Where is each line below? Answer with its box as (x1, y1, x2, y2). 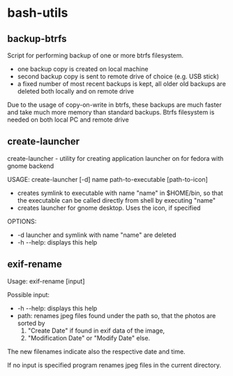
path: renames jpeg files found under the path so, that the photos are (17, 311, 216, 319)
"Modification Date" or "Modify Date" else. (27, 333, 151, 342)
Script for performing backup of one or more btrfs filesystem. (7, 51, 183, 59)
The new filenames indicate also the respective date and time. (7, 347, 186, 356)
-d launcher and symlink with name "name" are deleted (17, 231, 176, 239)
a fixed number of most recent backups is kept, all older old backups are (17, 80, 227, 88)
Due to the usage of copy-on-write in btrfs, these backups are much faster (7, 101, 222, 109)
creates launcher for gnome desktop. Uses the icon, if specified (17, 203, 201, 212)
